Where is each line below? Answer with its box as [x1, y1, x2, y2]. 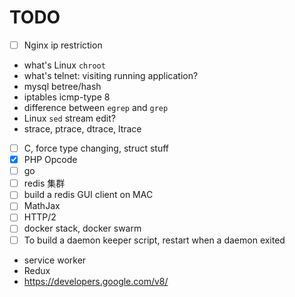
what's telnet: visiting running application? [23, 70, 199, 81]
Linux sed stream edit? [23, 112, 116, 124]
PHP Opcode [23, 154, 78, 166]
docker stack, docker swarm [23, 222, 142, 235]
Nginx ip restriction [23, 39, 103, 51]
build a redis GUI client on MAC [23, 189, 154, 201]
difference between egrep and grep [23, 102, 169, 113]
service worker [23, 254, 87, 266]
